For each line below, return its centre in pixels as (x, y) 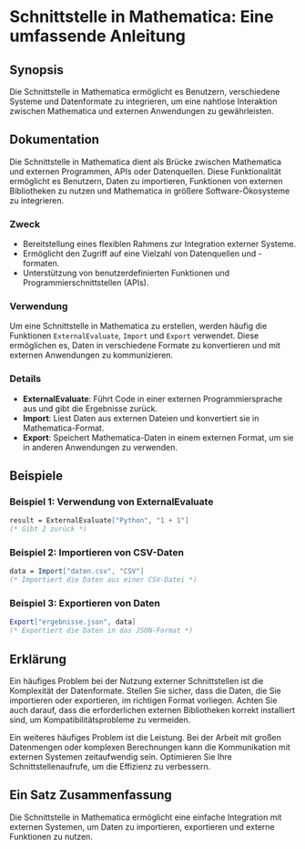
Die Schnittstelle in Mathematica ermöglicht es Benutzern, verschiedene (145, 92)
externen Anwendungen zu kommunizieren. (91, 355)
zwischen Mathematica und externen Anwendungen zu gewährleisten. (142, 111)
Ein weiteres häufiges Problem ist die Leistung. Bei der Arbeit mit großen (146, 738)
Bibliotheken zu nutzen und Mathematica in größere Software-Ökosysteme (150, 191)
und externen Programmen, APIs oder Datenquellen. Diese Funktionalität (146, 171)
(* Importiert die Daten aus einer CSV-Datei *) (103, 580)
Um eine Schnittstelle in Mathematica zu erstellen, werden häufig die (138, 326)
